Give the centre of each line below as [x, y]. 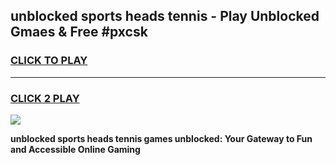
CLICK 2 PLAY [45, 98]
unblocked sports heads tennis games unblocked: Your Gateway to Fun [161, 138]
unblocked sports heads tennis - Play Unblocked [165, 16]
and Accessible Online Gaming [75, 149]
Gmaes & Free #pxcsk [79, 32]
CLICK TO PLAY [49, 61]
